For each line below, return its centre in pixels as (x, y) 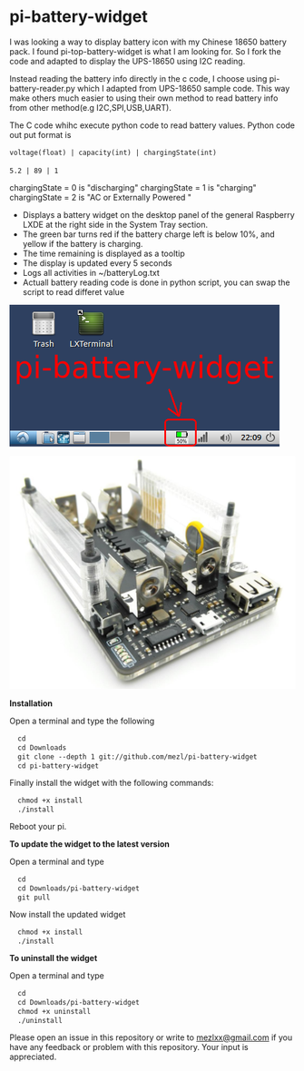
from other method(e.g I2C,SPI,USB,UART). (91, 107)
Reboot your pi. (38, 826)
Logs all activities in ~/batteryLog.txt (91, 272)
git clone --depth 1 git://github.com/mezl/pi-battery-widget (137, 757)
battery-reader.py (42, 88)
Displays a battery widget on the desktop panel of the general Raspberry (158, 214)
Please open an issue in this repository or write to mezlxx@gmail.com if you (151, 1037)
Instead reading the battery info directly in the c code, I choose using (138, 78)
